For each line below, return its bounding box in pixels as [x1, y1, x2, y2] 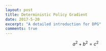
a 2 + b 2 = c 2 [72, 40, 99, 47]
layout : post [5, 7, 33, 13]
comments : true [5, 26, 38, 31]
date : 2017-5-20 [5, 17, 40, 22]
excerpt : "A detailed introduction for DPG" [5, 21, 101, 27]
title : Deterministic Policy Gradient [5, 12, 88, 17]
